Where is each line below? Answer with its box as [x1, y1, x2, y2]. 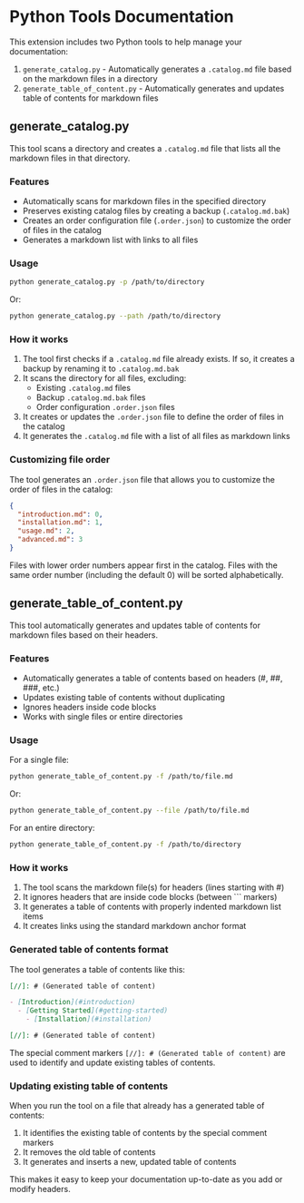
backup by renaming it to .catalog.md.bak [22, 363, 180, 374]
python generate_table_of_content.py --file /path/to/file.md [9, 806, 250, 816]
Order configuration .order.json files [35, 402, 175, 413]
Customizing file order [9, 454, 111, 466]
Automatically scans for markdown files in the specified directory [22, 196, 267, 207]
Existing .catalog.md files [35, 383, 132, 394]
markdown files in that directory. [9, 152, 131, 163]
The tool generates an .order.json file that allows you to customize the [9, 474, 275, 484]
